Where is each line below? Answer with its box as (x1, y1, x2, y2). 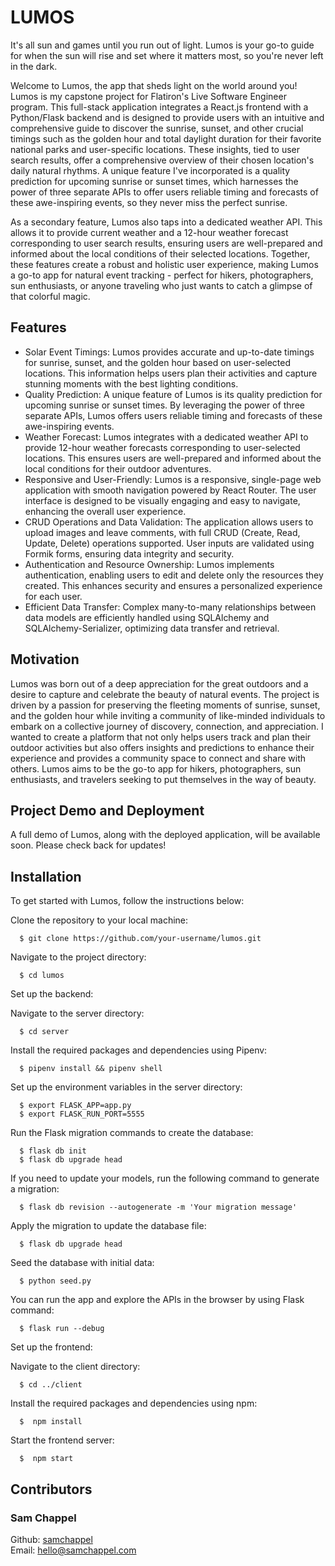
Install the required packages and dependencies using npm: (10, 1397, 258, 1410)
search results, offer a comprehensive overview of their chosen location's (10, 154, 315, 166)
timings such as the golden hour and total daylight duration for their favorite (10, 132, 322, 145)
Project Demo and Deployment (10, 802, 205, 819)
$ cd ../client (19, 1380, 83, 1390)
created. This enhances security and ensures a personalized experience (24, 579, 323, 591)
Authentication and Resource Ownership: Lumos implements (24, 558, 275, 570)
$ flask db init (19, 1146, 87, 1156)
